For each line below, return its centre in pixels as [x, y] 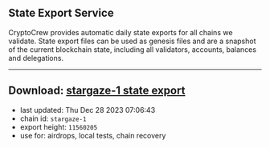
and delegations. [36, 58]
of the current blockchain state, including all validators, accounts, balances [133, 49]
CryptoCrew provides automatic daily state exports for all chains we [121, 32]
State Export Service [61, 13]
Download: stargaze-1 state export [97, 91]
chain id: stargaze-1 [53, 118]
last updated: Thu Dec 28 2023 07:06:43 [88, 110]
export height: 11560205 [59, 126]
